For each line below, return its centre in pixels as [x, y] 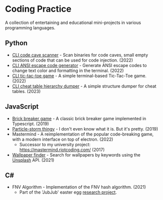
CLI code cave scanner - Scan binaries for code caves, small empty [80, 55]
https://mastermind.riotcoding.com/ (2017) [62, 150]
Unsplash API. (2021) [33, 160]
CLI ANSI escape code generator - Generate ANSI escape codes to [79, 65]
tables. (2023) [26, 91]
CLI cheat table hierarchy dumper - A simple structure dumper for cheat [84, 86]
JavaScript [22, 107]
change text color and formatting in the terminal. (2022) [68, 70]
